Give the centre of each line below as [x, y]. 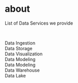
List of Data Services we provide [39, 23]
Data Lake [15, 75]
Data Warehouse [22, 70]
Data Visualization [24, 54]
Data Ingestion [20, 43]
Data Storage [19, 48]
